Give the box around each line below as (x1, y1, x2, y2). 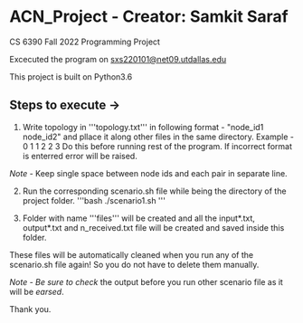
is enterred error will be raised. (22, 150, 137, 161)
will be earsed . (9, 286, 65, 297)
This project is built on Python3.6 (9, 71, 133, 82)
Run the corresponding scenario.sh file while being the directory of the (22, 185, 287, 196)
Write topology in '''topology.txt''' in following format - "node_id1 (22, 121, 264, 132)
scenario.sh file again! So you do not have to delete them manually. (9, 259, 260, 270)
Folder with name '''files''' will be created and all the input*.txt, (22, 213, 256, 223)
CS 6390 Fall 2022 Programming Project (9, 36, 161, 47)
